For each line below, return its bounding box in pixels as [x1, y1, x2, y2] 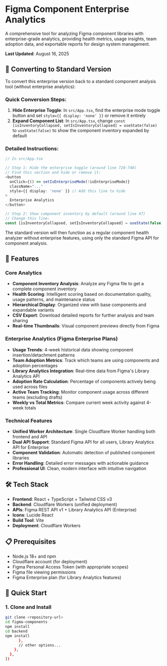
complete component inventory [12, 286, 77, 292]
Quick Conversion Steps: [5, 96, 67, 103]
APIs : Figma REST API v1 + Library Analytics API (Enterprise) [12, 506, 137, 512]
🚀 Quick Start [5, 589, 47, 597]
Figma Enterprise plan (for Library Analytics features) [12, 574, 122, 580]
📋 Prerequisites [5, 538, 56, 546]
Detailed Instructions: [5, 145, 59, 152]
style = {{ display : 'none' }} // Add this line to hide [9, 188, 126, 193]
